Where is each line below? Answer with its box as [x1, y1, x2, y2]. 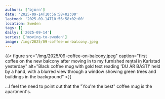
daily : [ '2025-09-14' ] [5, 30, 52, 35]
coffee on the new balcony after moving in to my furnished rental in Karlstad [5, 58, 160, 64]
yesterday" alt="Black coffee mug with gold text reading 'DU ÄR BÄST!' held [5, 63, 161, 69]
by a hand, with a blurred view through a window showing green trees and [5, 68, 157, 74]
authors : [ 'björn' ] [5, 7, 45, 12]
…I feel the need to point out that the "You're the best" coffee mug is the [5, 83, 152, 89]
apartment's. [5, 88, 31, 94]
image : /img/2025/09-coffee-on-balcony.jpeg [5, 39, 98, 44]
